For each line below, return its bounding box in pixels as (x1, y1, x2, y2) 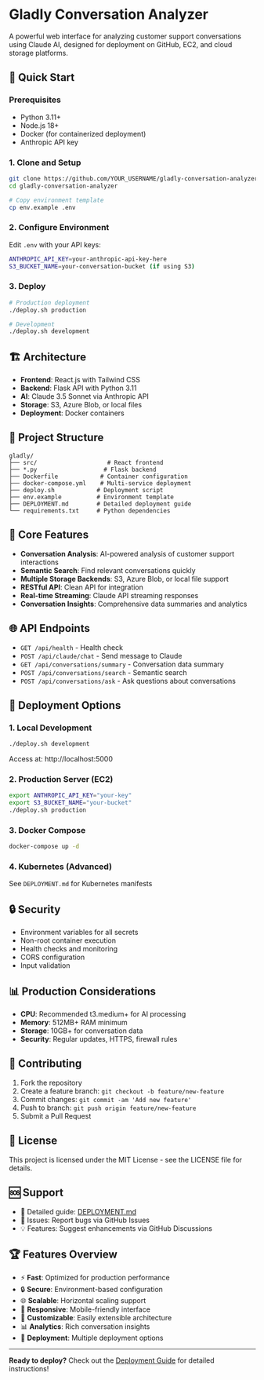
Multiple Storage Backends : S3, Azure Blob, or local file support (20, 574, 230, 583)
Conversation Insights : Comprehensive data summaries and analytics (20, 599, 248, 608)
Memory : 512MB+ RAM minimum (20, 1018, 128, 1028)
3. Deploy (9, 281, 46, 292)
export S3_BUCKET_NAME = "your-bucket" (9, 799, 132, 807)
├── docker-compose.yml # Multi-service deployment (9, 479, 192, 487)
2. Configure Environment (9, 222, 110, 233)
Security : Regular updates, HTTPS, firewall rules (20, 1035, 178, 1044)
